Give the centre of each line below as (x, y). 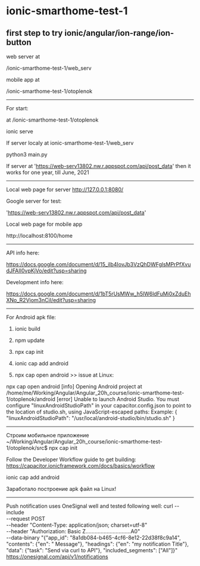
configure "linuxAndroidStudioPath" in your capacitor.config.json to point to (99, 405)
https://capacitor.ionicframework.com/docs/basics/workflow (81, 466)
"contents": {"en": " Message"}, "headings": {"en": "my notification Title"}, (98, 544)
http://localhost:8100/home (40, 236)
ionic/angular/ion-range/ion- (119, 33)
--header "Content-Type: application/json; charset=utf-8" (77, 525)
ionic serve (20, 131)
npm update (29, 340)
